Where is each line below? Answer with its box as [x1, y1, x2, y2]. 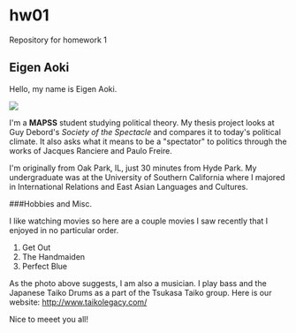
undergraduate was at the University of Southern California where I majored [9, 171, 285, 182]
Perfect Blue [21, 261, 68, 271]
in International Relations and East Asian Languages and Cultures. [9, 181, 249, 192]
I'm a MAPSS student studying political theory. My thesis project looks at [9, 117, 276, 128]
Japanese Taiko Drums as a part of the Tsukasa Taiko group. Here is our [9, 287, 272, 298]
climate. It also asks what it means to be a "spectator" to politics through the [9, 136, 287, 147]
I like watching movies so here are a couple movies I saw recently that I [9, 216, 269, 226]
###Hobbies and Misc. [9, 198, 93, 208]
